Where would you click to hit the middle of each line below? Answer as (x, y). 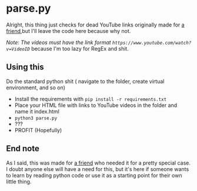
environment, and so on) (36, 88)
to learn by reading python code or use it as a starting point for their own (94, 175)
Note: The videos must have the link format (59, 42)
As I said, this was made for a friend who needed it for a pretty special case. (98, 163)
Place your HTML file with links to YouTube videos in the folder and (96, 105)
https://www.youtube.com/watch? (152, 43)
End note (23, 149)
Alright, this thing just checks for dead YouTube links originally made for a (95, 25)
